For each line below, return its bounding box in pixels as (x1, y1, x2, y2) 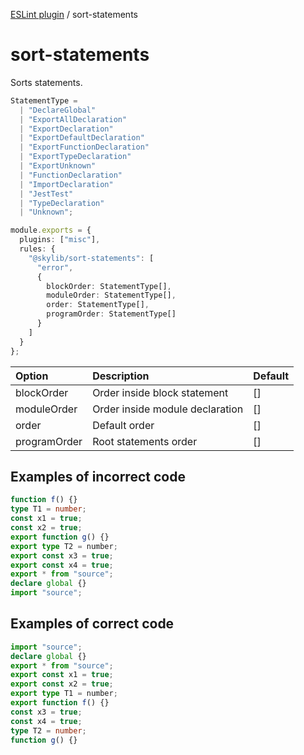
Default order (92, 418, 155, 432)
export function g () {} (10, 532, 110, 542)
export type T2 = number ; (10, 541, 118, 551)
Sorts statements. (10, 76, 83, 88)
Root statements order (92, 434, 198, 448)
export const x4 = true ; (10, 560, 114, 570)
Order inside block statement (92, 385, 229, 399)
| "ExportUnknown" (19, 161, 97, 171)
